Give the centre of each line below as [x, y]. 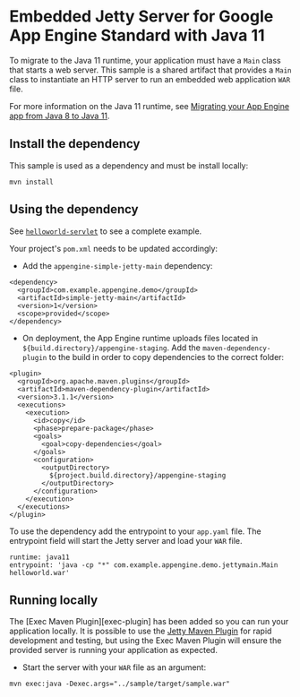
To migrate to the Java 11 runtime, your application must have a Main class [146, 60]
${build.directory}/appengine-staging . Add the [111, 348]
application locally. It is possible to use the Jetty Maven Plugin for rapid [141, 631]
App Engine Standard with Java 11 [137, 35]
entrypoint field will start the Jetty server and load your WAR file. [126, 540]
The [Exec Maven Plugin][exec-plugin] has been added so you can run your [149, 622]
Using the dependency [74, 209]
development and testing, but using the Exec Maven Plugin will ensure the [146, 641]
